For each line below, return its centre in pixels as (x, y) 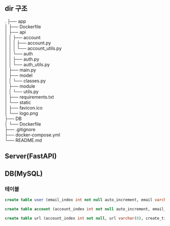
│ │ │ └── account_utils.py (33, 48)
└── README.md (23, 140)
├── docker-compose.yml (32, 135)
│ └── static (18, 102)
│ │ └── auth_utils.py (27, 64)
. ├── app (15, 21)
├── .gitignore (20, 129)
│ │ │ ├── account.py (28, 43)
